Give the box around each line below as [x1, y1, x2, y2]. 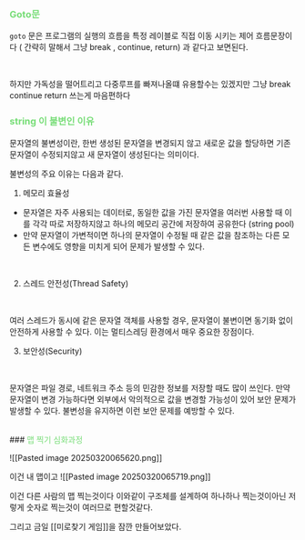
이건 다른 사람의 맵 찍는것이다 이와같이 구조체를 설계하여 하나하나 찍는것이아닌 [9, 490, 287, 501]
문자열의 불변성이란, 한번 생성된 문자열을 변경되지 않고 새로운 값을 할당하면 [9, 137, 275, 148]
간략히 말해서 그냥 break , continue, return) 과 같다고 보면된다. [24, 42, 249, 53]
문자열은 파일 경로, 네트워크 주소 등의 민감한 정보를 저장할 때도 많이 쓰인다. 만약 [9, 382, 291, 393]
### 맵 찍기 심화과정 [9, 434, 84, 445]
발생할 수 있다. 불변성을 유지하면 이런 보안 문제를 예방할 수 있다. [9, 405, 235, 415]
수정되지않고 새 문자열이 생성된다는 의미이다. [40, 148, 199, 160]
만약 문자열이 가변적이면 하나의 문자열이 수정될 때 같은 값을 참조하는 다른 [22, 229, 280, 240]
